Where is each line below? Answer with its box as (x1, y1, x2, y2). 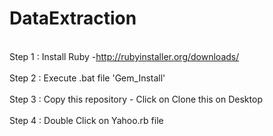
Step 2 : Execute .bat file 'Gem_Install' (9, 72, 166, 84)
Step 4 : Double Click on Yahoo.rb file (9, 114, 164, 126)
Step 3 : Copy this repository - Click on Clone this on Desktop (9, 93, 263, 105)
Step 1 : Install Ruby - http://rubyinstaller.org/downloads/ (9, 50, 240, 62)
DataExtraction (9, 7, 137, 30)
